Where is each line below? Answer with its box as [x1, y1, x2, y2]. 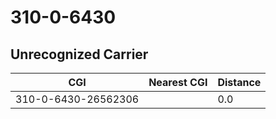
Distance [217, 76, 262, 89]
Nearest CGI [148, 76, 208, 89]
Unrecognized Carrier [10, 46, 149, 63]
